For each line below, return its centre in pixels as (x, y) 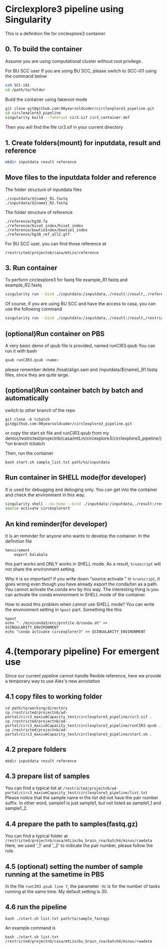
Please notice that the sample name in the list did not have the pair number (82, 798)
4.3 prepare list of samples (47, 776)
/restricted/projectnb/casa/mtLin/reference (52, 253)
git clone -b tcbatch (28, 419)
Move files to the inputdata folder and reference (81, 178)
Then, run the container (29, 453)
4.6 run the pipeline (36, 907)
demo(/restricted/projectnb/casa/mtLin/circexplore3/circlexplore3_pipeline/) (83, 438)
